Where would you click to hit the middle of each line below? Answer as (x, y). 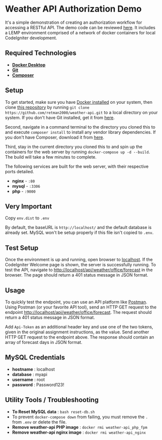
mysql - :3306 (26, 186)
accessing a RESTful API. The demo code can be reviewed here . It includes (80, 27)
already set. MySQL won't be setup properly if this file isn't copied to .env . (79, 233)
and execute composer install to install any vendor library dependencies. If (81, 132)
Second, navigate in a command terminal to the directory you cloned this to (80, 127)
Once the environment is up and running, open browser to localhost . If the (79, 260)
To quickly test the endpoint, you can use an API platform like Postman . (76, 302)
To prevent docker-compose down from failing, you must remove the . (80, 417)
